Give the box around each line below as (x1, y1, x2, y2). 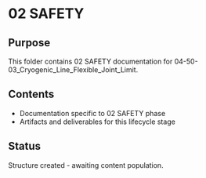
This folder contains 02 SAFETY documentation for (8, 56, 173, 66)
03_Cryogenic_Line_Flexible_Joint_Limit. (8, 65, 139, 74)
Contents (8, 88, 55, 101)
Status (8, 140, 42, 153)
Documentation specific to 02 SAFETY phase (19, 108, 166, 118)
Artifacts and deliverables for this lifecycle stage (19, 117, 176, 126)
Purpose (8, 36, 51, 49)
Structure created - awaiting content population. (8, 160, 164, 169)
